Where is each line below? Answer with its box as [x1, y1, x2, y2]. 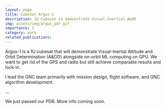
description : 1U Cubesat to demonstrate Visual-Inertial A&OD [5, 16, 136, 21]
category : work [5, 30, 37, 35]
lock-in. [5, 64, 21, 70]
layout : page [5, 7, 32, 12]
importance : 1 [5, 26, 35, 31]
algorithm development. [5, 79, 54, 85]
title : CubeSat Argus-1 [5, 12, 55, 17]
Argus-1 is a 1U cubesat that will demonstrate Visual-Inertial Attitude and [5, 48, 153, 54]
